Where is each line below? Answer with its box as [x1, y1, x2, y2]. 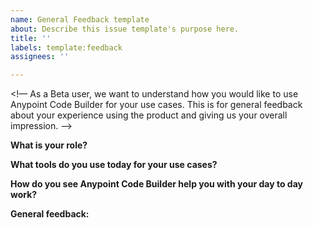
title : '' [10, 33, 52, 43]
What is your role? [10, 139, 88, 151]
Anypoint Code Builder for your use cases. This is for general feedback [10, 99, 303, 111]
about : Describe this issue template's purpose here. [10, 24, 240, 34]
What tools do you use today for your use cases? [10, 159, 218, 171]
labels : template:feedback [10, 42, 123, 53]
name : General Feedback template [10, 14, 150, 25]
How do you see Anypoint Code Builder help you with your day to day [10, 178, 303, 190]
